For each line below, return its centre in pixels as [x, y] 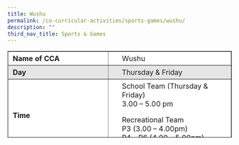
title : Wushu [27, 14]
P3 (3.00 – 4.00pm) [155, 129]
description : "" [31, 27]
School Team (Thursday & [165, 86]
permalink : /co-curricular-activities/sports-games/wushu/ [96, 21]
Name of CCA [37, 59]
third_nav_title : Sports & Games [57, 34]
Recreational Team [153, 120]
